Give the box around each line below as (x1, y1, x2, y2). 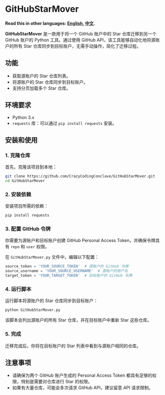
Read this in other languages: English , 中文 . (5, 20, 96, 26)
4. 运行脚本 (5, 286, 32, 293)
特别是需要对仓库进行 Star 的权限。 (21, 379, 93, 385)
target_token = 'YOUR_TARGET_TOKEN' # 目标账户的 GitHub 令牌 (5, 273, 132, 278)
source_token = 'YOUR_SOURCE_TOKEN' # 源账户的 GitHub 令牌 (5, 264, 129, 269)
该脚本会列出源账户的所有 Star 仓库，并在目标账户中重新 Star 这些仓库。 (5, 317, 152, 323)
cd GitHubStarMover (5, 179, 45, 183)
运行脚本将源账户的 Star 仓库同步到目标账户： (5, 298, 98, 304)
